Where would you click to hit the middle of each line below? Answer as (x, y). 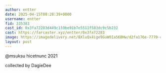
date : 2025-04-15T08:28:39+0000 (38, 14)
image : (12, 37)
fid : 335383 (17, 23)
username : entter (23, 19)
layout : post (19, 42)
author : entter (21, 10)
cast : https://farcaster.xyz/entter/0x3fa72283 (55, 33)
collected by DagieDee (28, 65)
